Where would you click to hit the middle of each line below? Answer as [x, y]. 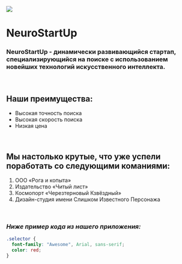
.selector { [21, 239]
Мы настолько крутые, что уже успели [83, 156]
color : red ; [27, 250]
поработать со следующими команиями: [88, 166]
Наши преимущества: [50, 99]
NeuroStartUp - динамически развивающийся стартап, [91, 52]
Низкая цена [31, 126]
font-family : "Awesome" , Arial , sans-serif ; [68, 245]
